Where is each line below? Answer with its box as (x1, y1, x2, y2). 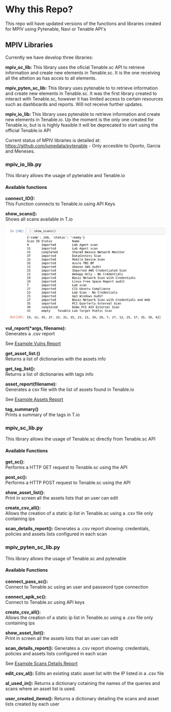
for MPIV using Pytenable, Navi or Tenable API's (5, 26, 106, 32)
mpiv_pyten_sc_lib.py (5, 544, 60, 551)
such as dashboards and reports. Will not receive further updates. (5, 101, 144, 107)
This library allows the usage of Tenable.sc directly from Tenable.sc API (5, 436, 156, 442)
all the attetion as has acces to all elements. (5, 75, 97, 81)
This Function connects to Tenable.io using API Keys (5, 201, 116, 207)
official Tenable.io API (5, 127, 51, 133)
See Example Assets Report (5, 396, 64, 402)
